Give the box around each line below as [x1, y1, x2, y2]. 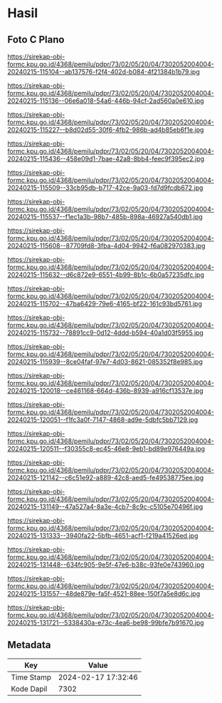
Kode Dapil [11, 684, 48, 694]
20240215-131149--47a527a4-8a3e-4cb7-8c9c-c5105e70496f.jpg [7, 502, 203, 511]
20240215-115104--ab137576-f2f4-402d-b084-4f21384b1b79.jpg [7, 68, 201, 76]
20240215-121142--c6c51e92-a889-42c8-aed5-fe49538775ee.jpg [7, 473, 204, 482]
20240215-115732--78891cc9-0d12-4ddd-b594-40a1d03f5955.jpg [7, 328, 204, 337]
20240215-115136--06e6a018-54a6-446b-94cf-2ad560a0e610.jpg [7, 96, 204, 105]
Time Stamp [11, 672, 52, 682]
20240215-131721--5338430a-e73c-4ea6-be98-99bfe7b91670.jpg [7, 619, 204, 627]
